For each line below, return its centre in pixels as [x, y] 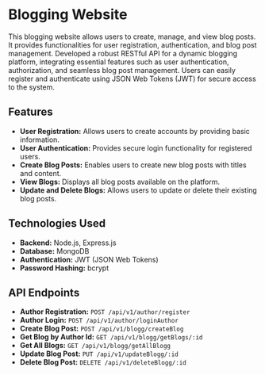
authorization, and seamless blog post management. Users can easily [122, 70]
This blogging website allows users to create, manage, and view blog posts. [132, 36]
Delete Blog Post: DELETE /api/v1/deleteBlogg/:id [103, 362]
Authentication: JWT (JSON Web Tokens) [89, 259]
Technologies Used [57, 224]
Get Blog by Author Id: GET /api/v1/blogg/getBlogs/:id [111, 337]
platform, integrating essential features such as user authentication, [119, 62]
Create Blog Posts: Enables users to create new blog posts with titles [133, 165]
